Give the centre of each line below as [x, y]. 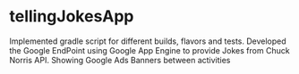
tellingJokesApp [72, 16]
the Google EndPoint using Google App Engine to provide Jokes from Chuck [149, 50]
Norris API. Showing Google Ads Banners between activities [120, 60]
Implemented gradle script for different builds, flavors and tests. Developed [148, 41]
